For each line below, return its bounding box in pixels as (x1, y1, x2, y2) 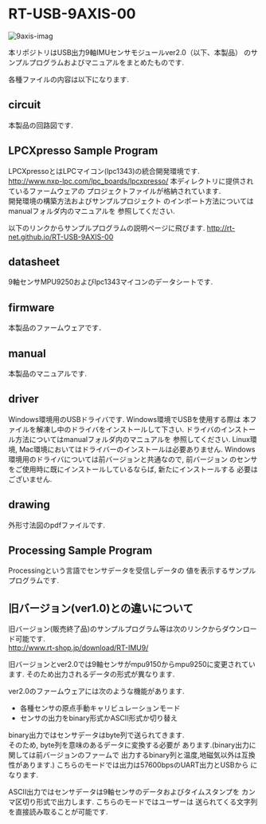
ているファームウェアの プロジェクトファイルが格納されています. (8, 186, 221, 195)
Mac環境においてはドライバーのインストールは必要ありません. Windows (18, 444, 256, 454)
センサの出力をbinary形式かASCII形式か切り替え (19, 713, 178, 723)
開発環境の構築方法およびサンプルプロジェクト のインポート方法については (8, 196, 254, 206)
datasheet (8, 254, 60, 268)
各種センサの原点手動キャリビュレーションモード (19, 704, 181, 713)
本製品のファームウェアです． (8, 323, 106, 333)
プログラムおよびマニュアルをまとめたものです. (29, 57, 185, 67)
